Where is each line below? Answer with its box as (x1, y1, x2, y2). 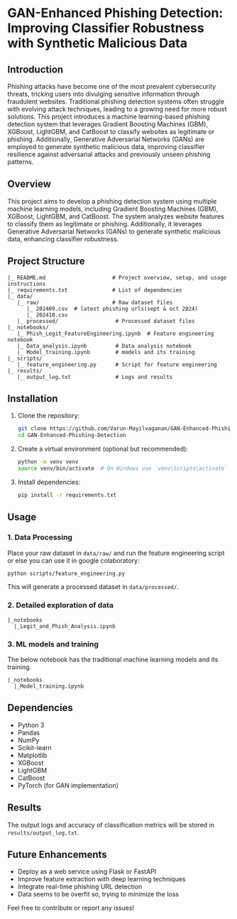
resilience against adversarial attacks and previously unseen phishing (7, 150, 211, 158)
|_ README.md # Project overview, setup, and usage (7, 274, 227, 281)
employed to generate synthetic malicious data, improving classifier (7, 143, 205, 150)
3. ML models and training (7, 639, 99, 649)
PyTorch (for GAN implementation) (17, 781, 119, 789)
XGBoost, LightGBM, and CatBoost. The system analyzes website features (7, 211, 225, 221)
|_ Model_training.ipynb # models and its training (16, 348, 195, 356)
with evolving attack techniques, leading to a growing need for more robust (7, 105, 227, 113)
